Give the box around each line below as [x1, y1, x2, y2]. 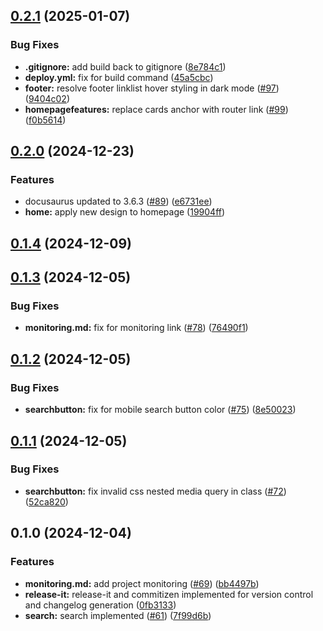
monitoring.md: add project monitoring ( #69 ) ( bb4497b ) [24, 577, 260, 589]
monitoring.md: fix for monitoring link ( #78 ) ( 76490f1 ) [24, 322, 249, 334]
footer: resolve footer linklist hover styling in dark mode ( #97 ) [24, 82, 280, 94]
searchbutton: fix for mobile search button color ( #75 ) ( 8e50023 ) [24, 404, 297, 416]
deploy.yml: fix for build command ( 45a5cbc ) [24, 71, 214, 83]
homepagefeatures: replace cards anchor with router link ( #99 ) [24, 103, 289, 115]
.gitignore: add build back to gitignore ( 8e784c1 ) [24, 60, 227, 73]
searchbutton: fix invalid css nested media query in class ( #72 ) [24, 485, 287, 497]
